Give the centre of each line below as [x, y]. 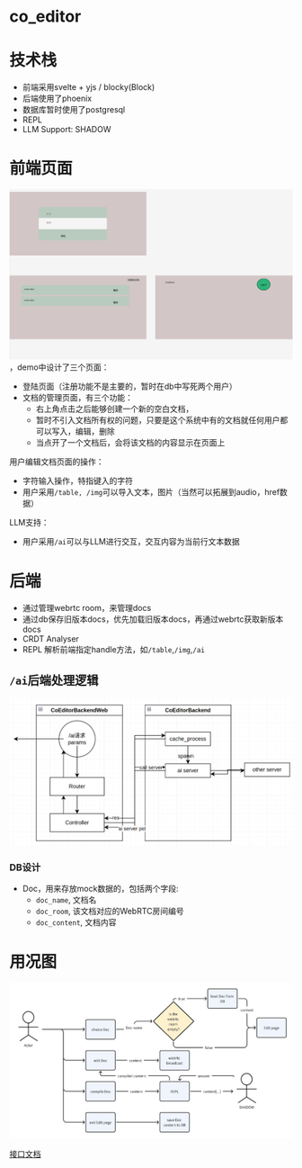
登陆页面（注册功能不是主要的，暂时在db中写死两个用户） [129, 386]
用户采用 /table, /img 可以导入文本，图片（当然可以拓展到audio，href [151, 491]
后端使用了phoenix [57, 99]
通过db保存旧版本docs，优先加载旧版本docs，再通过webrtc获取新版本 [153, 619]
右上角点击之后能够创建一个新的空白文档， [115, 409]
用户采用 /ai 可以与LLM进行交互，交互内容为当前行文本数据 [131, 541]
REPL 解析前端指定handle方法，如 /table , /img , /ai [113, 649]
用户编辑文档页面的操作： [57, 462]
